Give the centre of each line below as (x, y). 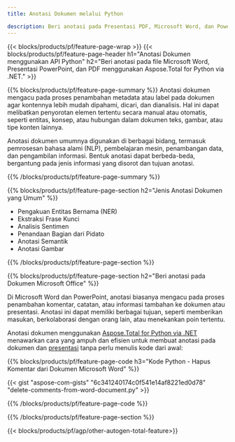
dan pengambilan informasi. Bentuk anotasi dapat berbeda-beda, (101, 156)
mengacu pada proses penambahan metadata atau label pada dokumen (111, 97)
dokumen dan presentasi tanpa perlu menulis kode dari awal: (95, 347)
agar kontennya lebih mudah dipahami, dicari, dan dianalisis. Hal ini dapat (113, 105)
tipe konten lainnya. (36, 127)
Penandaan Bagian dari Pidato (61, 234)
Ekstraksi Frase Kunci (48, 219)
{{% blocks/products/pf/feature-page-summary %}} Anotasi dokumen (109, 90)
